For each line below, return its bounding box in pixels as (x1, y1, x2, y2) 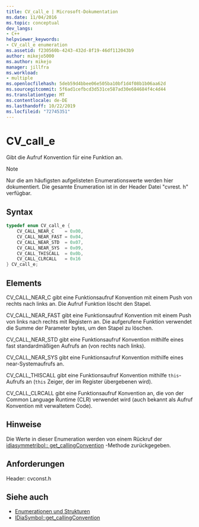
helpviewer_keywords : (6, 36, 60, 42)
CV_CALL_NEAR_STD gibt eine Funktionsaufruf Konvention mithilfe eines (6, 336, 184, 343)
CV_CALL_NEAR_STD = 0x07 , (17, 239, 84, 245)
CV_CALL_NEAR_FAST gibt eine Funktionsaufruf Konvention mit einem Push (6, 311, 192, 319)
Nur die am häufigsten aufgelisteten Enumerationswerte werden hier (6, 177, 173, 184)
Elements (6, 278, 42, 288)
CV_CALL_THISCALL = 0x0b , (17, 250, 84, 256)
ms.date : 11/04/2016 (6, 14, 58, 20)
